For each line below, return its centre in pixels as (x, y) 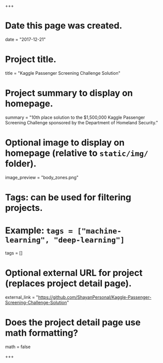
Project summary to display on (69, 93)
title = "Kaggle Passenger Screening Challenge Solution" (63, 73)
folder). (21, 163)
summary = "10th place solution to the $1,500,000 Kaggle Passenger (75, 117)
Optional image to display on (65, 143)
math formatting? (41, 333)
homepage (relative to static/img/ (77, 153)
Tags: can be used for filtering (68, 197)
